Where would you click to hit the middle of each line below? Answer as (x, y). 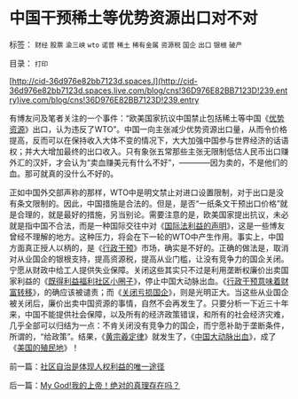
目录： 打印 (29, 63)
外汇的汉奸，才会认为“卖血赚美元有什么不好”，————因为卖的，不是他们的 (149, 162)
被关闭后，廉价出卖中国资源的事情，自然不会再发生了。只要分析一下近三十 (145, 303)
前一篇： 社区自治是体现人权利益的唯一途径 (87, 366)
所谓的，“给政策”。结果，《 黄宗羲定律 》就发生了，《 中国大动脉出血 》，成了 (143, 336)
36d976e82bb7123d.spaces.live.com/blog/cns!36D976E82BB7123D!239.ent (149, 90)
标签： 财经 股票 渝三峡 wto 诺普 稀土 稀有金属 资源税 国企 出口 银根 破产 (126, 44)
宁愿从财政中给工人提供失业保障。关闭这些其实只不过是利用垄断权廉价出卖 (145, 270)
